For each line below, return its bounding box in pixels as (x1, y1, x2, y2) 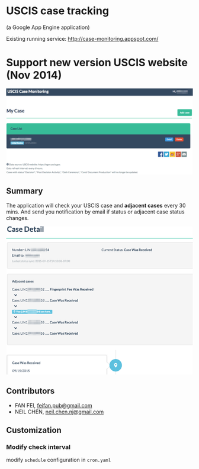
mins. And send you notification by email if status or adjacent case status (6, 208, 185, 215)
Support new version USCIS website (6, 56, 188, 69)
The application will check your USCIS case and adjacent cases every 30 (6, 202, 186, 209)
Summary (6, 186, 43, 196)
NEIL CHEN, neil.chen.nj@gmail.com (14, 408, 104, 415)
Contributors (6, 386, 55, 396)
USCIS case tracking (6, 4, 110, 18)
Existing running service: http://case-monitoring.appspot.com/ (6, 35, 159, 42)
